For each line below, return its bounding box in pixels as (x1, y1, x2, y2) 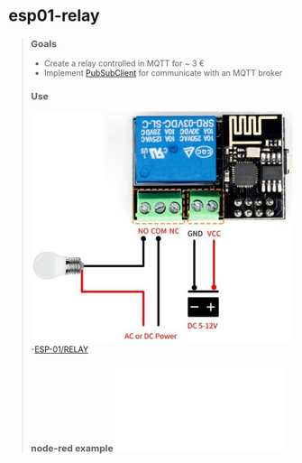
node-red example (30, 442, 114, 455)
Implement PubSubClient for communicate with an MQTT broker (43, 68, 283, 79)
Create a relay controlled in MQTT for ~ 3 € (43, 58, 205, 69)
